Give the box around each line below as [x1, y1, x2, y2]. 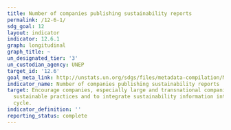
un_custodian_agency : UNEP [7, 61, 85, 68]
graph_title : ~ [7, 49, 51, 56]
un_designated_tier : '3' [7, 55, 78, 62]
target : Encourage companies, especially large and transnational [7, 87, 201, 94]
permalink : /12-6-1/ [7, 17, 67, 23]
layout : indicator [7, 29, 60, 36]
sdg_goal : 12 [7, 23, 45, 30]
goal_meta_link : [7, 74, 54, 81]
